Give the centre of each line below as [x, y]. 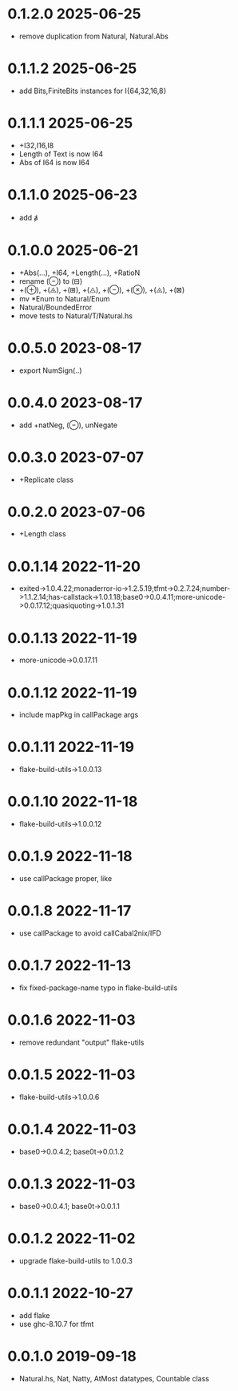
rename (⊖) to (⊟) [51, 281]
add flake [34, 1315]
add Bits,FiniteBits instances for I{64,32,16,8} [93, 91]
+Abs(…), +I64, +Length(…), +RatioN [79, 273]
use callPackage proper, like [65, 879]
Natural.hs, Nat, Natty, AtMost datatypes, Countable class [114, 1378]
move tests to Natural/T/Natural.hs [76, 315]
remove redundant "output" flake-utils [81, 1042]
